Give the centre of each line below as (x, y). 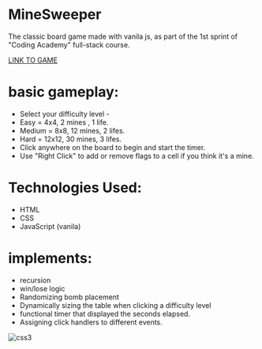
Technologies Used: (75, 188)
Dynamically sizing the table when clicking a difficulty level (115, 305)
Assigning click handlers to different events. (91, 322)
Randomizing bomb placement (69, 297)
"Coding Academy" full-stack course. (69, 44)
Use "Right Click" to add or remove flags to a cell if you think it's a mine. (137, 156)
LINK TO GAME (33, 60)
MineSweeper (55, 15)
